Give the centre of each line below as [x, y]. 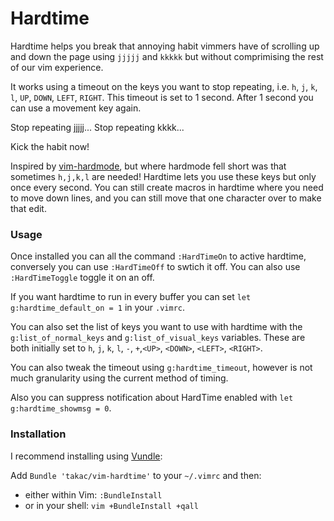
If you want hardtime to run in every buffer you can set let [131, 297]
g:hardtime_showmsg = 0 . [61, 408]
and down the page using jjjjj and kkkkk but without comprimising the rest [167, 56]
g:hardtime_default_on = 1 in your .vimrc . [97, 308]
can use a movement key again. [76, 108]
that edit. [28, 208]
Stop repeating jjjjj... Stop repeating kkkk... [97, 127]
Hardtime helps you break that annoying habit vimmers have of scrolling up [165, 46]
